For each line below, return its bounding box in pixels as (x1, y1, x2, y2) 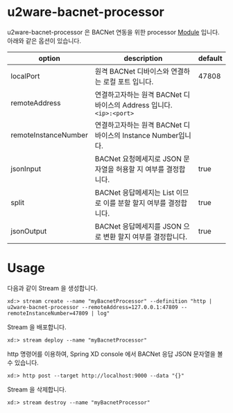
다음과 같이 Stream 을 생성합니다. (7, 283, 98, 292)
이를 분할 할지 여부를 (103, 198, 166, 208)
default (198, 53, 223, 63)
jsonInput (10, 164, 42, 173)
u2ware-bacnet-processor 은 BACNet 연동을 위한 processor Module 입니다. (7, 28, 220, 36)
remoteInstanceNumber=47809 (7, 310, 89, 317)
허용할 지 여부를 (115, 164, 165, 174)
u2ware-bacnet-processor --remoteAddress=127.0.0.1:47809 (7, 304, 178, 310)
